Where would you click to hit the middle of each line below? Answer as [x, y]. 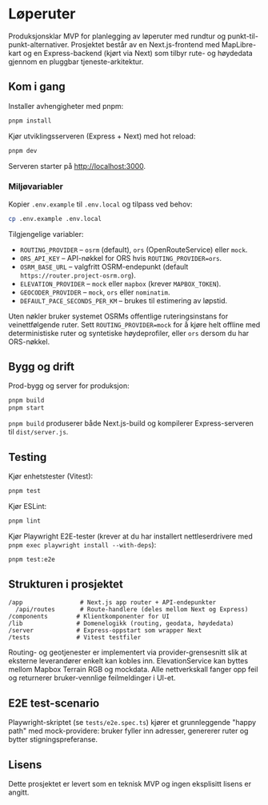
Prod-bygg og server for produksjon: [69, 386]
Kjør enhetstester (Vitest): [51, 476]
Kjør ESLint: [27, 506]
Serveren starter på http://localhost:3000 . [77, 166]
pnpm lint [25, 521]
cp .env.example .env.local [55, 218]
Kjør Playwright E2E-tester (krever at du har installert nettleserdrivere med [131, 536]
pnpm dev [23, 150]
